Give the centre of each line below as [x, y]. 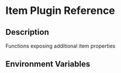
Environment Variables [48, 64]
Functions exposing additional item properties [61, 46]
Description [27, 32]
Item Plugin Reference [60, 11]
